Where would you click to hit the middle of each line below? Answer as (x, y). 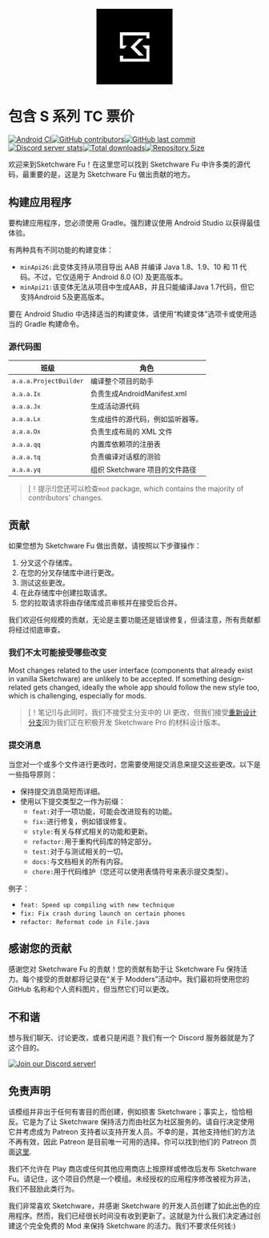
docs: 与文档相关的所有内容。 (80, 861)
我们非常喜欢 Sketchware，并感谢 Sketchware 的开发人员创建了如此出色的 (131, 1206)
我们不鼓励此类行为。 (43, 1189)
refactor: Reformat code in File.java (84, 922)
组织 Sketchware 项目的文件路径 (144, 469)
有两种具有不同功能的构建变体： (61, 250)
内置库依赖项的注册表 (126, 444)
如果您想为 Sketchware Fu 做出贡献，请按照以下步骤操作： (105, 546)
